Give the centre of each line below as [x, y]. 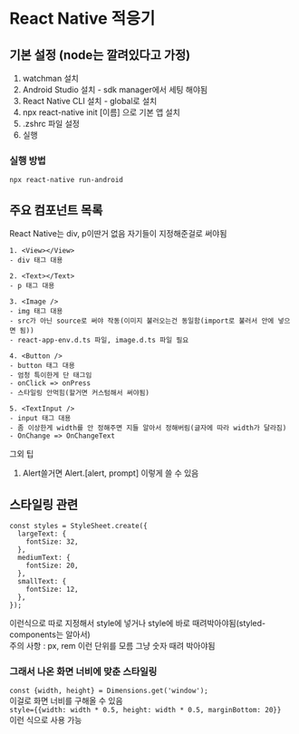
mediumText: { [44, 557]
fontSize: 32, [52, 541]
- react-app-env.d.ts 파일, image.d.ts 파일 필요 [99, 341]
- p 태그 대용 [32, 286]
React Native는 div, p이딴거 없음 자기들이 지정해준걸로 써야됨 [118, 234]
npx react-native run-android [67, 180]
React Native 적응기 [82, 19]
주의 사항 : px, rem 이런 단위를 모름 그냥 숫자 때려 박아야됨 [112, 645]
